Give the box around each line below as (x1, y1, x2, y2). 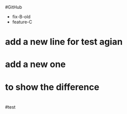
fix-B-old (12, 14, 31, 19)
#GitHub (5, 4, 22, 10)
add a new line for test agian (5, 37, 123, 47)
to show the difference (5, 81, 99, 93)
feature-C (12, 19, 32, 25)
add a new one (5, 59, 66, 70)
